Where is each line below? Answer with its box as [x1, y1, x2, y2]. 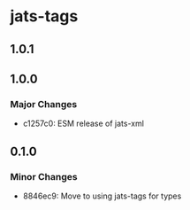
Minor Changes [10, 170, 78, 183]
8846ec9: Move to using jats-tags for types [22, 191, 182, 201]
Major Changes [10, 97, 78, 110]
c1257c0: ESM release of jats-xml [22, 118, 145, 129]
